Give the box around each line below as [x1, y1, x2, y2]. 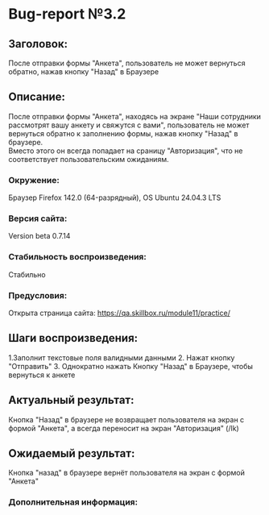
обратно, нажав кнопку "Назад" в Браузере [8, 67, 159, 77]
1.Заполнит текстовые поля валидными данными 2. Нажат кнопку [8, 352, 235, 363]
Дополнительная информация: [8, 496, 139, 508]
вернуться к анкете [8, 370, 76, 380]
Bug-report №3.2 [8, 5, 126, 23]
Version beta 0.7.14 [8, 231, 71, 241]
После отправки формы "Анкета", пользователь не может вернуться [8, 58, 246, 68]
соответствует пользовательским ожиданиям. [8, 154, 169, 164]
